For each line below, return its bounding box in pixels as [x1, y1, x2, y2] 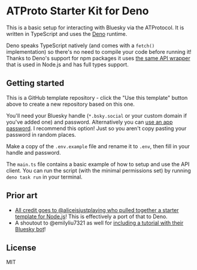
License [6, 243, 37, 253]
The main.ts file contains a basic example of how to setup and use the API [6, 160, 190, 168]
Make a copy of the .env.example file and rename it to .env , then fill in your [6, 142, 190, 150]
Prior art [6, 191, 38, 201]
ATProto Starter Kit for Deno [6, 4, 149, 18]
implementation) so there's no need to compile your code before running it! [6, 48, 192, 55]
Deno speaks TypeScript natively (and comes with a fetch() [6, 42, 155, 49]
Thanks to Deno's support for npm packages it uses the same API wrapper [6, 54, 190, 62]
